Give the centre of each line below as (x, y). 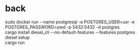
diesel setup (17, 37)
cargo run (15, 42)
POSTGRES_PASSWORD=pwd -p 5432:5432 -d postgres (62, 27)
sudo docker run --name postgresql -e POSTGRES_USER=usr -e (70, 22)
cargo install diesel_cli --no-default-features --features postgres (70, 32)
